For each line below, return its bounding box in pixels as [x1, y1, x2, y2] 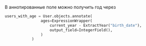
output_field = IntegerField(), [49, 27, 113, 33]
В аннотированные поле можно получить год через [5, 4, 116, 10]
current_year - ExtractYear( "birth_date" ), [49, 23, 142, 28]
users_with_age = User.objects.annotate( [5, 14, 93, 19]
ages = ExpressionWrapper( [40, 18, 93, 23]
